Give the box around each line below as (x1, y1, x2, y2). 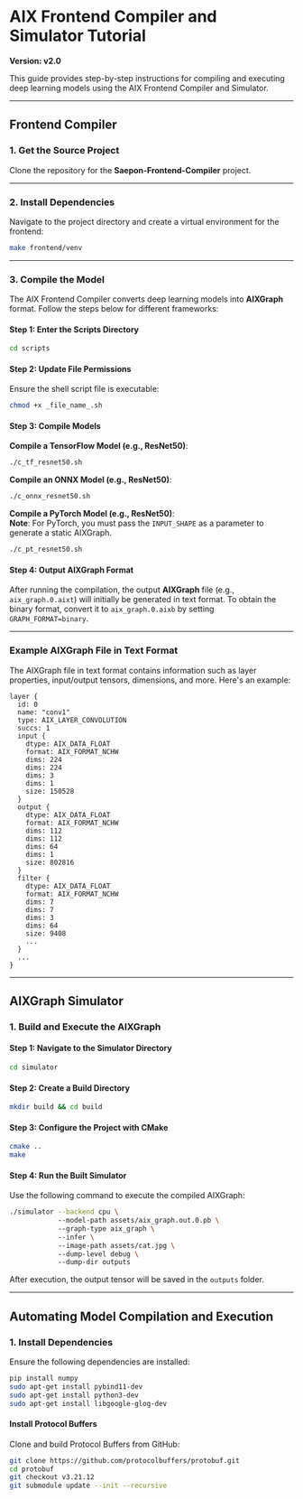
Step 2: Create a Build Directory (9, 1082, 131, 1094)
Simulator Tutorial (9, 25, 147, 46)
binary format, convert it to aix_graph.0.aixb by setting (9, 603, 215, 615)
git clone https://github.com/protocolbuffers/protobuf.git (9, 1456, 241, 1465)
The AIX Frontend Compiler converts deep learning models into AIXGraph (9, 293, 284, 304)
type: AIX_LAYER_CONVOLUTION (17, 715, 127, 724)
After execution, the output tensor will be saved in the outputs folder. (9, 1274, 264, 1285)
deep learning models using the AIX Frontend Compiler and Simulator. (9, 82, 269, 93)
